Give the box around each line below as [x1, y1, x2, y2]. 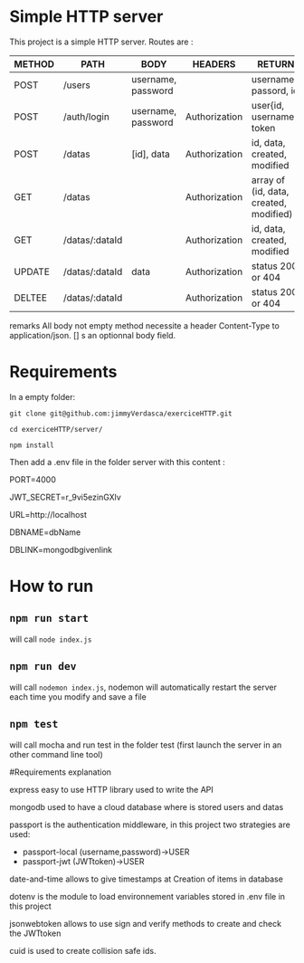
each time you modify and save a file [9, 691, 147, 702]
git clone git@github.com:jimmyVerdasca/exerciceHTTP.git [9, 409, 233, 418]
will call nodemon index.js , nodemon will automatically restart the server [9, 682, 278, 692]
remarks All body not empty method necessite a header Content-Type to [9, 319, 280, 331]
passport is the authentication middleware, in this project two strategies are [9, 819, 291, 830]
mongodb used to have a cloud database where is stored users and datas [9, 801, 284, 812]
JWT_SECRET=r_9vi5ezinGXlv [9, 491, 122, 502]
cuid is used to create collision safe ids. [9, 945, 157, 956]
